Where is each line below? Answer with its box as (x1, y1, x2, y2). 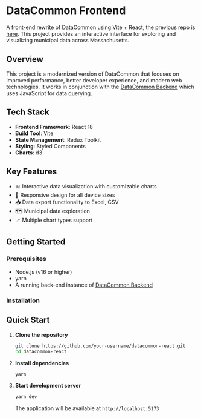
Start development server (14, 382, 81, 390)
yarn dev (14, 394, 37, 400)
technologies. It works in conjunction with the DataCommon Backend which (6, 83, 194, 90)
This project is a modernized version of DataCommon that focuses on (6, 70, 179, 78)
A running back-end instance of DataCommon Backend (14, 281, 153, 288)
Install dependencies (14, 359, 69, 367)
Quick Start (6, 315, 50, 325)
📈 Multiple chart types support (14, 216, 93, 224)
